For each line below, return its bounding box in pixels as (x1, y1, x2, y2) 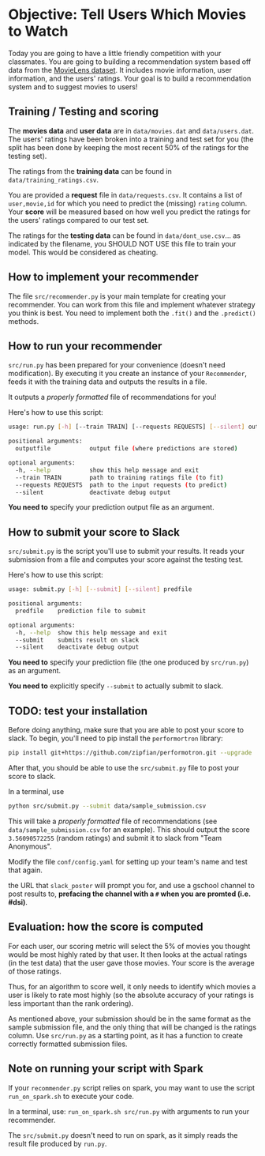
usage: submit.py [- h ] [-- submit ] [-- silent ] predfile (8, 586, 192, 593)
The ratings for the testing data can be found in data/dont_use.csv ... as (8, 231, 241, 240)
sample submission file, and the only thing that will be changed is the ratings (8, 1022, 257, 1032)
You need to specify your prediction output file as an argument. (8, 503, 215, 512)
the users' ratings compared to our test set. (8, 215, 150, 224)
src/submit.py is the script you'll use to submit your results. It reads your (8, 547, 244, 556)
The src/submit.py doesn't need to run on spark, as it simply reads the (8, 1130, 238, 1139)
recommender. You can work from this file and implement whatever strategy (8, 299, 256, 309)
